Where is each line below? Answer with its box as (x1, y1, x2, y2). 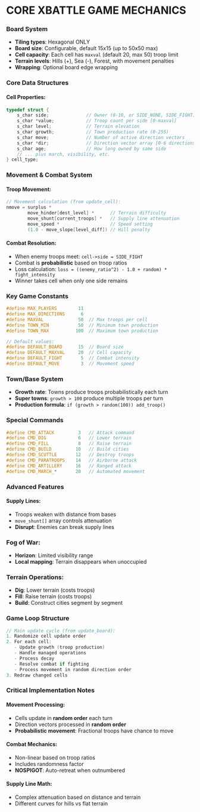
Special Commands (6, 416, 64, 425)
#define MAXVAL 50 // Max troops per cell (6, 316, 148, 322)
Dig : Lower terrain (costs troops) (14, 586, 95, 594)
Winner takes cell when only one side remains (14, 277, 128, 284)
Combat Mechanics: (6, 741, 58, 748)
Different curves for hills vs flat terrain (14, 800, 108, 807)
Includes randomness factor (14, 760, 85, 767)
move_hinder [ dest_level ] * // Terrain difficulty (27, 210, 167, 216)
